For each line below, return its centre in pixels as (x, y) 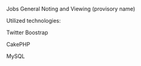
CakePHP (18, 44)
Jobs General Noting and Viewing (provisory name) (71, 9)
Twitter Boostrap (27, 32)
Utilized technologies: (34, 20)
